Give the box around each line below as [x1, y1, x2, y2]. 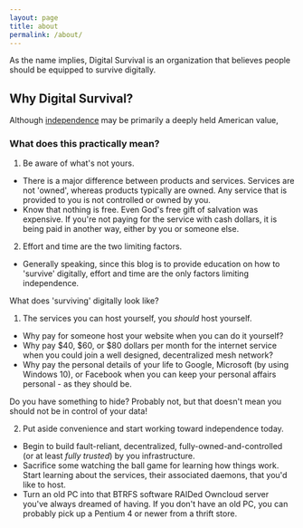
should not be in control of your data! [9, 406, 147, 417]
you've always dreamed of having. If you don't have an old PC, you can [22, 499, 289, 510]
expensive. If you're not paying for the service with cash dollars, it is [22, 214, 278, 225]
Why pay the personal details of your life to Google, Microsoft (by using [22, 360, 289, 370]
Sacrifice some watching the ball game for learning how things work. [22, 460, 279, 471]
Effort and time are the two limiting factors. [22, 241, 183, 252]
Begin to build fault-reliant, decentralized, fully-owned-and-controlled [22, 441, 283, 452]
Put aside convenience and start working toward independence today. [22, 423, 285, 435]
